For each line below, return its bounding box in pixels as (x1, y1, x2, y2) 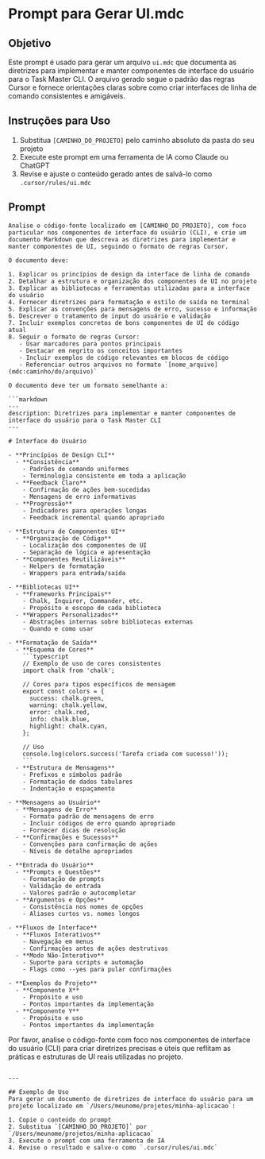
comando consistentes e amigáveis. (8, 91, 125, 100)
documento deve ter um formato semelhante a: (15, 381, 169, 389)
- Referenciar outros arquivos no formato (18, 361, 161, 369)
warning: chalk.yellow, (29, 701, 109, 709)
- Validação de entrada (22, 882, 102, 890)
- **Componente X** (15, 986, 80, 994)
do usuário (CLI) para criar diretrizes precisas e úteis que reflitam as (8, 1043, 232, 1053)
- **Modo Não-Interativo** (15, 951, 105, 960)
